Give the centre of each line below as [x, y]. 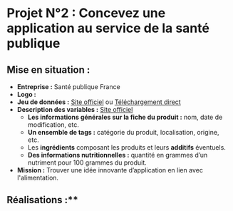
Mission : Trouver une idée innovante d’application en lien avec [110, 170]
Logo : [26, 94]
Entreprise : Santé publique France [68, 87]
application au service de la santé [108, 28]
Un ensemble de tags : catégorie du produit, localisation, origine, [123, 132]
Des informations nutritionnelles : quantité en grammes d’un [118, 155]
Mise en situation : [48, 70]
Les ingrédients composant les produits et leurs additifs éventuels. [126, 147]
